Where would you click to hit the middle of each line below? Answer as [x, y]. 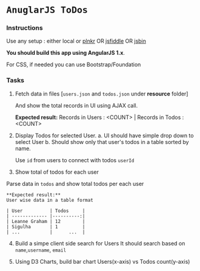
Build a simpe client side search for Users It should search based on [100, 243]
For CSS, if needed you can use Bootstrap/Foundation [74, 64]
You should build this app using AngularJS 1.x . [66, 53]
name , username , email [41, 250]
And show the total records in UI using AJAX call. [76, 105]
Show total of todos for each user [57, 172]
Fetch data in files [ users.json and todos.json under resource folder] [102, 94]
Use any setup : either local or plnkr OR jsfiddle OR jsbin [76, 41]
